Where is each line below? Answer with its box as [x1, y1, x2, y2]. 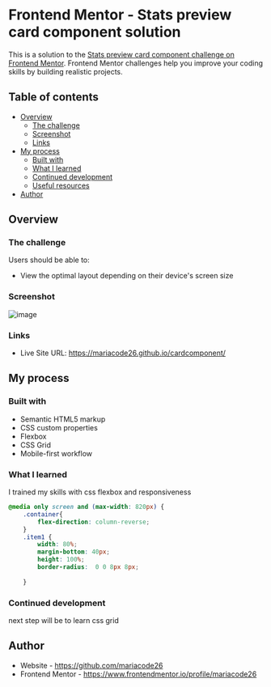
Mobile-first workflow [19, 448, 93, 458]
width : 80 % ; [37, 541, 78, 549]
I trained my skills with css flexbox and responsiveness [8, 487, 192, 497]
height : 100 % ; [37, 556, 85, 564]
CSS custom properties [19, 422, 99, 432]
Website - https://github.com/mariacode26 [19, 660, 163, 670]
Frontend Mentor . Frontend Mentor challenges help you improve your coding [8, 58, 264, 68]
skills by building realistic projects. [8, 66, 123, 76]
